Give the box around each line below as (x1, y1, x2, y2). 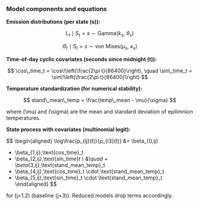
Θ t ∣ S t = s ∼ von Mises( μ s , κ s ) (62, 43, 138, 51)
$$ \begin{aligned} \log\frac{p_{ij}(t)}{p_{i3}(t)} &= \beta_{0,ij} (6, 137, 159, 144)
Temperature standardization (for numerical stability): (6, 85, 143, 92)
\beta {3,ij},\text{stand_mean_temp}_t (14, 161, 106, 168)
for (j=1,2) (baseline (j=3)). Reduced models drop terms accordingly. (6, 192, 173, 199)
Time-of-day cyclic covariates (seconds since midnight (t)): (6, 55, 157, 62)
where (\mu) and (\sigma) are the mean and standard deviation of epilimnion (6, 108, 193, 115)
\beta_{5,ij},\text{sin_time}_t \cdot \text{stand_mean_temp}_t (14, 174, 163, 181)
